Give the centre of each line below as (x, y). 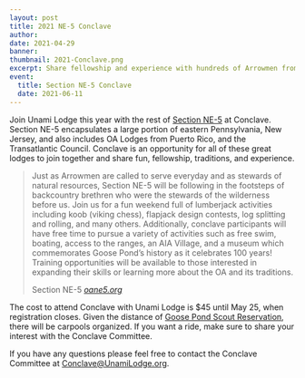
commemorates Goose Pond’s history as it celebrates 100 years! (152, 252)
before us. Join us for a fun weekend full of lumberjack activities (152, 204)
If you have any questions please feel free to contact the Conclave (133, 354)
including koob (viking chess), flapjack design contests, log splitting (158, 214)
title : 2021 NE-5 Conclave (60, 26)
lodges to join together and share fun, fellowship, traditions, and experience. (152, 158)
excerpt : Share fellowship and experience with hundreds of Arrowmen (144, 69)
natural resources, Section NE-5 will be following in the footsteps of (158, 185)
